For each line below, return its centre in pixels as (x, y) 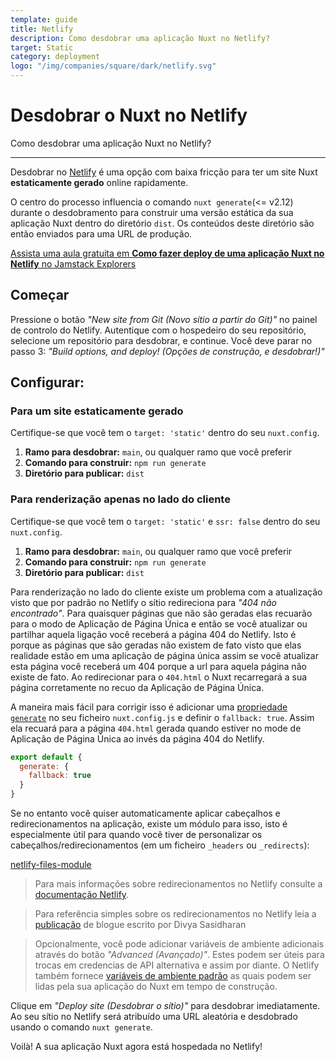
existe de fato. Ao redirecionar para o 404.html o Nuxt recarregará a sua (159, 677)
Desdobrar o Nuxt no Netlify (129, 115)
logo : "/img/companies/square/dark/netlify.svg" (113, 66)
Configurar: (47, 382)
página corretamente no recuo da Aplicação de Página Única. (137, 687)
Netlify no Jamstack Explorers (73, 263)
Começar (40, 295)
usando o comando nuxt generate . (81, 1027)
